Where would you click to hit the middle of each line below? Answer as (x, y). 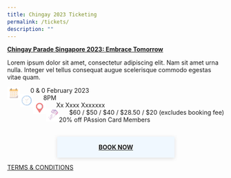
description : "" (30, 29)
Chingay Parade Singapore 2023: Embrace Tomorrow (85, 49)
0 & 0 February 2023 (60, 91)
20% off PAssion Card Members (104, 120)
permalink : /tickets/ (38, 22)
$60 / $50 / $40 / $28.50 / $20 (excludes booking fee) (147, 113)
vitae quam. (24, 77)
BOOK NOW (116, 147)
